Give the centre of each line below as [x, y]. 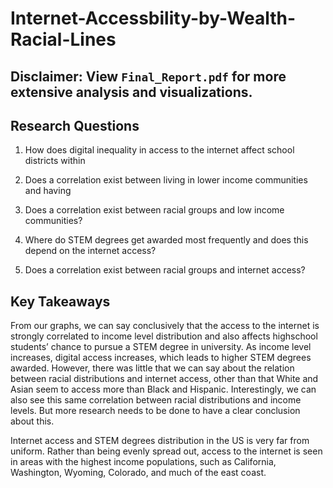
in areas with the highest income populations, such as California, [143, 462]
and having [48, 191]
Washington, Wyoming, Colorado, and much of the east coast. [138, 473]
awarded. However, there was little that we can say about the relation [152, 368]
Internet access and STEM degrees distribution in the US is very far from [160, 441]
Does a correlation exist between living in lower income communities [166, 180]
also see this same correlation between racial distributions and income [156, 400]
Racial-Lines [63, 39]
